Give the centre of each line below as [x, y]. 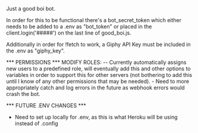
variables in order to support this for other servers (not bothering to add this [99, 75]
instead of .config [36, 123]
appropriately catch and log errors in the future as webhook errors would [96, 88]
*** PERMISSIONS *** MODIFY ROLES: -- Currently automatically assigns [96, 62]
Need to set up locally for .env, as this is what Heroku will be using [96, 117]
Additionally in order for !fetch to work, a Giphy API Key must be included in [99, 44]
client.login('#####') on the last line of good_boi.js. [69, 33]
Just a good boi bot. [31, 9]
